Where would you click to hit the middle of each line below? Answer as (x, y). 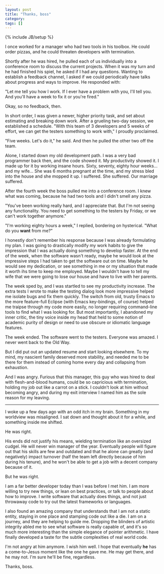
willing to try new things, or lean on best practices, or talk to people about (79, 491)
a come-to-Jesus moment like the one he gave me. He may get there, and (79, 552)
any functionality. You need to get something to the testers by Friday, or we (81, 211)
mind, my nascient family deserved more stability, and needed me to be (77, 357)
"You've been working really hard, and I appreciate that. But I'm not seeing (80, 206)
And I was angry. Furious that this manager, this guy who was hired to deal (80, 377)
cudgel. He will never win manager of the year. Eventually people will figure (81, 446)
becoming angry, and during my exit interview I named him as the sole (76, 392)
